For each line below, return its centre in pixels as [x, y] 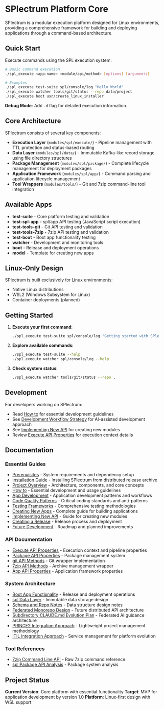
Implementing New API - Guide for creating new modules [70, 516]
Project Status [27, 680]
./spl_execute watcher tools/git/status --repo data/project [69, 92]
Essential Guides [25, 464]
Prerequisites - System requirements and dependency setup [73, 475]
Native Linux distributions [38, 290]
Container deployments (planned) [46, 300]
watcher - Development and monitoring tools [58, 242]
